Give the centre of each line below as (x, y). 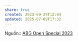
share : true (17, 10)
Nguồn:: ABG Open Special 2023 (39, 33)
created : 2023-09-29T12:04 (33, 14)
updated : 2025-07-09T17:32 (33, 19)
